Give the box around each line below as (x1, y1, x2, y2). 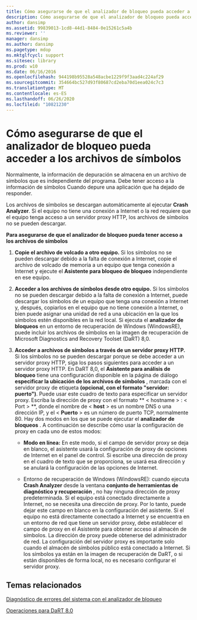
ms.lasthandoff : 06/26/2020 (6, 96, 75, 102)
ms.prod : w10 (6, 63, 38, 69)
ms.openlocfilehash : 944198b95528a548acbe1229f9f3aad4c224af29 (6, 74, 164, 80)
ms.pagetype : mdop (6, 47, 51, 53)
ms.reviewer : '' (6, 31, 46, 36)
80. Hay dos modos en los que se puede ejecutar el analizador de (14, 415, 175, 423)
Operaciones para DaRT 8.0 (6, 607, 73, 614)
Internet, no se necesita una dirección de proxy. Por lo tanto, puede (23, 501, 186, 508)
